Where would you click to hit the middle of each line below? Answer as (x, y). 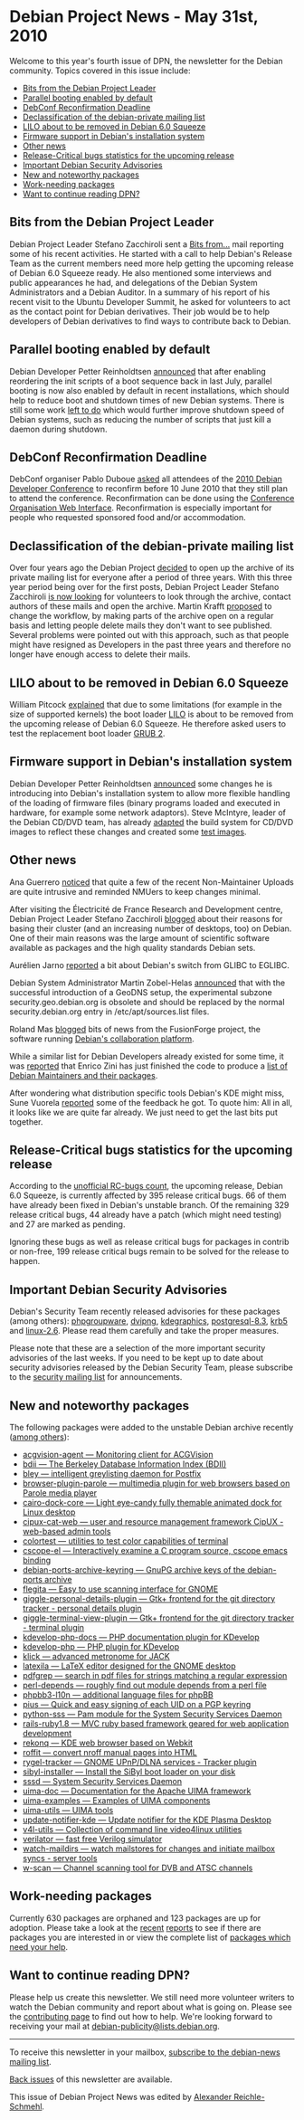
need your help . (39, 1946)
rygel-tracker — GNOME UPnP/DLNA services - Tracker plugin (140, 1763)
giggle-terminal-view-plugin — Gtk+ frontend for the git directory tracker (158, 1618)
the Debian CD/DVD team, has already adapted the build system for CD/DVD (152, 822)
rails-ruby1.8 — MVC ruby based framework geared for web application (156, 1724)
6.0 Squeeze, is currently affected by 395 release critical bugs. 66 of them (148, 1195)
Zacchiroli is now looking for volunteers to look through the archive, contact (150, 597)
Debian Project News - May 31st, (134, 17)
